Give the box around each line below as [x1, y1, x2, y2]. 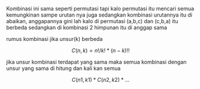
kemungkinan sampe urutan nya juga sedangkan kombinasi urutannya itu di [6, 11, 193, 18]
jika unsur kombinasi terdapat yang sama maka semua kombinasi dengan [6, 59, 187, 65]
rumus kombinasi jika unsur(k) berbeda [6, 36, 103, 42]
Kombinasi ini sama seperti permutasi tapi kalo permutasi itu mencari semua [6, 5, 195, 12]
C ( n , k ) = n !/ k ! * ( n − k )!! [71, 47, 130, 54]
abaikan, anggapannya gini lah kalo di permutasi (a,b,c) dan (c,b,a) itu [6, 18, 178, 24]
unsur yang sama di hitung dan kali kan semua [6, 65, 121, 72]
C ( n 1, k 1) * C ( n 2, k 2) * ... [71, 77, 130, 83]
